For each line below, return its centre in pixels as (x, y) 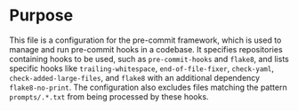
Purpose (41, 16)
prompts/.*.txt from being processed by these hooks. (109, 96)
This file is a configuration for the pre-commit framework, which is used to (145, 40)
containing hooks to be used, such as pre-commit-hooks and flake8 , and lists (149, 59)
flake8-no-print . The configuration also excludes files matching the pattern (148, 87)
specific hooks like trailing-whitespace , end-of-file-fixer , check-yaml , (141, 68)
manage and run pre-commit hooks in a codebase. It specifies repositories (146, 49)
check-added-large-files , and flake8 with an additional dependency (135, 77)
